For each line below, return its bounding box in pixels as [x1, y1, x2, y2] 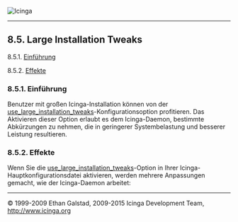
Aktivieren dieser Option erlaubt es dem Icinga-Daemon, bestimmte [7, 115, 205, 124]
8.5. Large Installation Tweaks [7, 34, 143, 46]
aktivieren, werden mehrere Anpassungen [82, 171, 205, 180]
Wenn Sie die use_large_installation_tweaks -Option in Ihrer [7, 163, 178, 173]
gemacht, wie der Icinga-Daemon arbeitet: [7, 179, 131, 187]
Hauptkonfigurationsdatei [7, 171, 81, 180]
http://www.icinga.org [7, 206, 72, 215]
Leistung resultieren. [7, 130, 67, 139]
